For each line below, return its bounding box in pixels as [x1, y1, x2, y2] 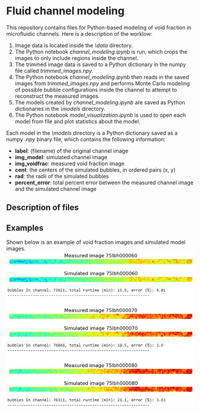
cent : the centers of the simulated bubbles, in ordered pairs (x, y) [14, 166, 176, 174]
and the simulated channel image [14, 185, 97, 192]
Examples [6, 222, 44, 233]
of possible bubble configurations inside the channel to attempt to [14, 86, 177, 93]
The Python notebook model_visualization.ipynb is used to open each [14, 111, 186, 119]
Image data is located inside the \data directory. [14, 42, 133, 49]
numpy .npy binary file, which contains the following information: [6, 135, 166, 143]
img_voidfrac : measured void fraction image [14, 160, 125, 167]
